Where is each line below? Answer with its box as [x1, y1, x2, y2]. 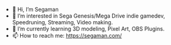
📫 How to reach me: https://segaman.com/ [12, 32, 122, 39]
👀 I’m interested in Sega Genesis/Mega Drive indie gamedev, [12, 12, 165, 19]
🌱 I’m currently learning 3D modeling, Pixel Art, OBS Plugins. [12, 25, 165, 32]
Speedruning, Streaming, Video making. [12, 19, 113, 26]
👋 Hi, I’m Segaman [12, 6, 59, 13]
